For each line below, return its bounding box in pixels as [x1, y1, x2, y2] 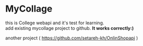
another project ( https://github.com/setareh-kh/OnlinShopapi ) [5, 35, 138, 41]
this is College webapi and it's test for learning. [5, 20, 104, 26]
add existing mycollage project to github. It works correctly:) [5, 25, 134, 31]
